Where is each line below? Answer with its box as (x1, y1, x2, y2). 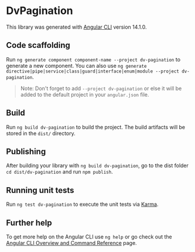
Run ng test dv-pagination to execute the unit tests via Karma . (6, 201, 159, 208)
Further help (6, 218, 53, 227)
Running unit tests (6, 185, 74, 195)
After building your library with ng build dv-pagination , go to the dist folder (6, 162, 189, 169)
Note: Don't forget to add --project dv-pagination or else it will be (20, 85, 182, 92)
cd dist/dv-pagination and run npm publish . (6, 168, 113, 175)
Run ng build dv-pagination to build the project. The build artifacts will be (6, 123, 186, 130)
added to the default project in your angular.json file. (20, 91, 149, 98)
